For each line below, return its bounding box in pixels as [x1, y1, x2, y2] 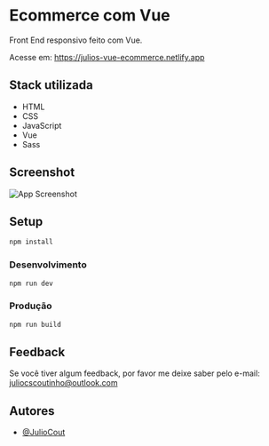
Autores [9, 403, 55, 418]
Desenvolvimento [9, 259, 87, 271]
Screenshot [9, 165, 75, 180]
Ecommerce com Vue [9, 5, 170, 26]
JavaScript [21, 120, 62, 131]
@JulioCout [21, 427, 66, 438]
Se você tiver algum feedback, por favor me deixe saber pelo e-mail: [9, 368, 260, 378]
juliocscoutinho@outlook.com [9, 378, 118, 388]
